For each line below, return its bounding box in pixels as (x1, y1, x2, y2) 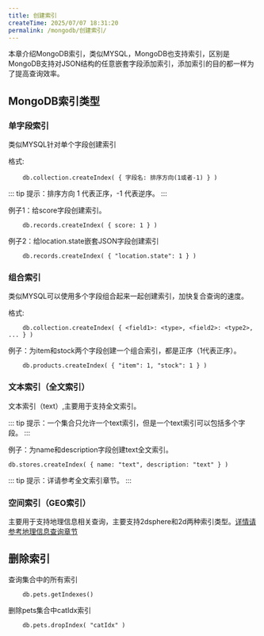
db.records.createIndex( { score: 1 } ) (22, 221, 158, 230)
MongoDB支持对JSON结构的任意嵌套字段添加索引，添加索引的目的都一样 (8, 59, 247, 68)
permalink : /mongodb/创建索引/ (8, 26, 107, 34)
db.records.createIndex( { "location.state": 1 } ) (22, 252, 197, 260)
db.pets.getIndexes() (22, 590, 94, 599)
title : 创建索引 (8, 11, 57, 20)
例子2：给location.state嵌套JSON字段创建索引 (8, 236, 159, 246)
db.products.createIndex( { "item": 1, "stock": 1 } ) (22, 362, 208, 370)
